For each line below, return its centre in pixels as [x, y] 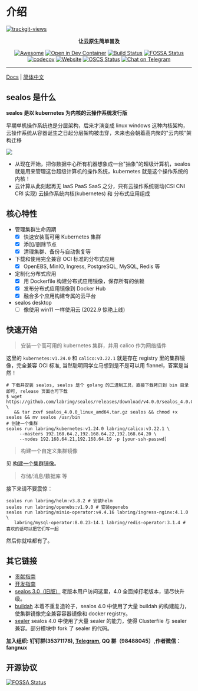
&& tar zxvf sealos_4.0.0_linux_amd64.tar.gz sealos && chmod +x [96, 412]
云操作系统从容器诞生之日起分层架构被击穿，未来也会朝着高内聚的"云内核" [96, 133]
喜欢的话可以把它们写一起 [32, 529]
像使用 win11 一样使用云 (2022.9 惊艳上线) [74, 309]
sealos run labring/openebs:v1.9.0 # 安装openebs [67, 507]
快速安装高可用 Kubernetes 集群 [62, 237]
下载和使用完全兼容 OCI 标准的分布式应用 [65, 259]
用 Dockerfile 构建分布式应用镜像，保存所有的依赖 [84, 281]
